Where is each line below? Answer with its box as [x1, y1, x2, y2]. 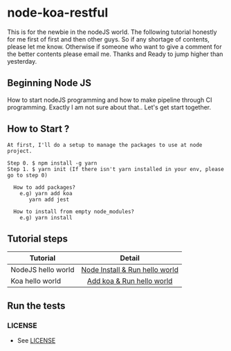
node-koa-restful [7, 5, 109, 21]
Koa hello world [10, 276, 61, 286]
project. [7, 147, 33, 154]
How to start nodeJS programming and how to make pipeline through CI [7, 96, 212, 104]
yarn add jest [28, 196, 70, 203]
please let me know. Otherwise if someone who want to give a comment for [7, 42, 223, 51]
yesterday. [7, 57, 37, 65]
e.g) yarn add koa [19, 190, 73, 197]
